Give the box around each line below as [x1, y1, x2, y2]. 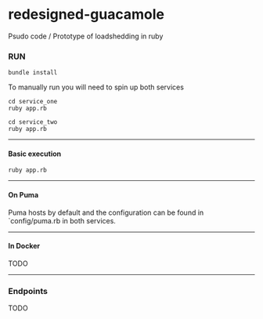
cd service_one [8, 98, 58, 106]
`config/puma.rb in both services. [8, 216, 116, 225]
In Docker [8, 241, 41, 251]
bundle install [8, 69, 58, 77]
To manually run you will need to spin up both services [8, 82, 184, 92]
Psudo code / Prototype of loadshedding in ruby [8, 31, 164, 41]
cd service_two [8, 118, 58, 126]
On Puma [8, 190, 39, 200]
